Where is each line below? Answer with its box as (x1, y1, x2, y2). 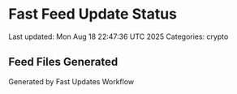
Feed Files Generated (8, 55, 118, 69)
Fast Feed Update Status (8, 5, 177, 23)
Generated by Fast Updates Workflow (8, 76, 135, 86)
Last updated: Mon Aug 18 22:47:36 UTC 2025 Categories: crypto (8, 32, 229, 41)
